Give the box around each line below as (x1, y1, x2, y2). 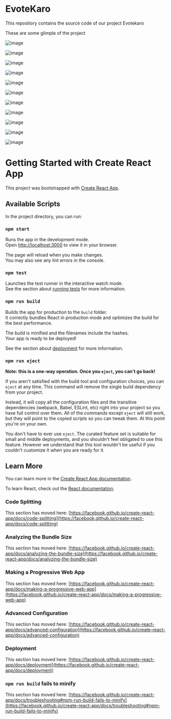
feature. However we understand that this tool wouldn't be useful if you (5, 441, 155, 448)
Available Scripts (5, 200, 60, 208)
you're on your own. (5, 420, 47, 427)
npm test (5, 270, 27, 276)
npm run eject (5, 358, 40, 364)
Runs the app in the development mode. (5, 236, 89, 242)
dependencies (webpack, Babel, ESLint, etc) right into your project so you (5, 404, 161, 410)
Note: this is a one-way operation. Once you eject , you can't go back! (5, 368, 156, 374)
